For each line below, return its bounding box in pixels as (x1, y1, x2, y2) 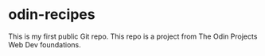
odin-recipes (8, 6, 95, 24)
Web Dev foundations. (8, 39, 81, 49)
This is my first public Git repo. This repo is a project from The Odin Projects (8, 32, 258, 41)
